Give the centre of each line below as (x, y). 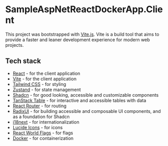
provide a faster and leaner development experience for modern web (78, 40)
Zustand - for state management (47, 90)
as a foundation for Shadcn (41, 116)
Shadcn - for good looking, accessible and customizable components (86, 95)
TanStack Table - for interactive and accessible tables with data (79, 100)
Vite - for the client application (45, 79)
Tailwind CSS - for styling (39, 84)
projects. (15, 45)
